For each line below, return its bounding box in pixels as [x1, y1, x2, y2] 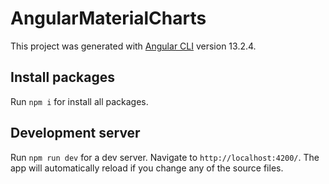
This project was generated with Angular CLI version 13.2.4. [10, 40, 257, 52]
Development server [10, 125, 141, 142]
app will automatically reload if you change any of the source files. [10, 162, 284, 174]
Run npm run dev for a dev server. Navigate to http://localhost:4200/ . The [10, 151, 320, 163]
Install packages [10, 69, 115, 86]
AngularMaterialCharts [10, 7, 207, 30]
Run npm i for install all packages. [10, 95, 149, 107]
